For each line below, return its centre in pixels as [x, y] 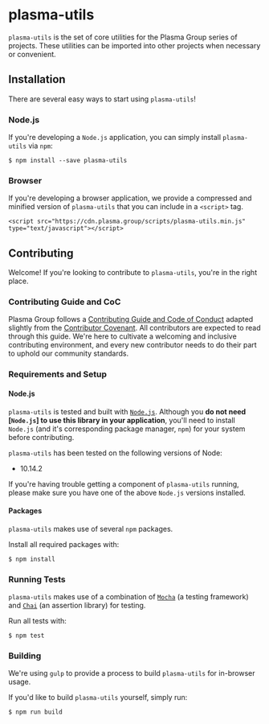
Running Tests [37, 579]
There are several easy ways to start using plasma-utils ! [102, 99]
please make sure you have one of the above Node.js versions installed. [127, 492]
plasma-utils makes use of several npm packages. [91, 529]
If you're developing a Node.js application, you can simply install [115, 138]
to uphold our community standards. [69, 354]
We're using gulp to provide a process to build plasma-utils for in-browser [132, 673]
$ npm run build [35, 712]
